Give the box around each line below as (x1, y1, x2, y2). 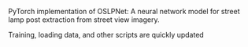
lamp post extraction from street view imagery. (8, 15, 160, 24)
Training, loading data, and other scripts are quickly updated (8, 31, 205, 39)
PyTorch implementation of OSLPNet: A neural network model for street (8, 7, 240, 16)
